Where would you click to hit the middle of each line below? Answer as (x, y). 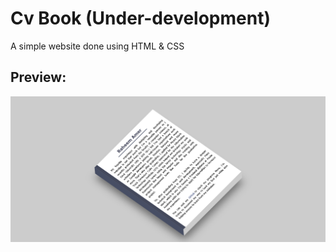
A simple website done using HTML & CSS (97, 46)
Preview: (38, 77)
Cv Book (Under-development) (140, 18)
